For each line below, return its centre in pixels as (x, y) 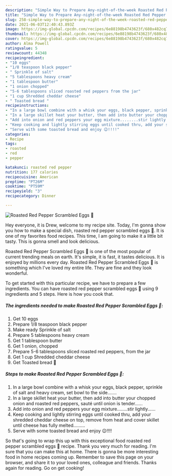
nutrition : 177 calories (32, 172)
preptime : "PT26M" (25, 182)
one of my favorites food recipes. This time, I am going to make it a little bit (84, 236)
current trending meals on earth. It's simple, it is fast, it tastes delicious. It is (85, 257)
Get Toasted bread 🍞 (35, 362)
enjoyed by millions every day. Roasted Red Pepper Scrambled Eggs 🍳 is (82, 262)
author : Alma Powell (27, 44)
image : (12, 29)
